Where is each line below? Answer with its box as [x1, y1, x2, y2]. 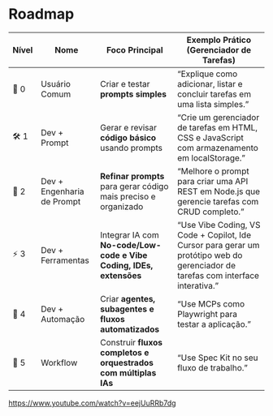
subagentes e [100, 303, 154, 315]
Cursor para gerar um [177, 239, 260, 251]
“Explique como [177, 68, 238, 79]
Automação [40, 313, 85, 324]
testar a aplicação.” [177, 318, 252, 329]
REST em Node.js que [177, 186, 261, 197]
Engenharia [40, 186, 84, 197]
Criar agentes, [100, 293, 156, 304]
